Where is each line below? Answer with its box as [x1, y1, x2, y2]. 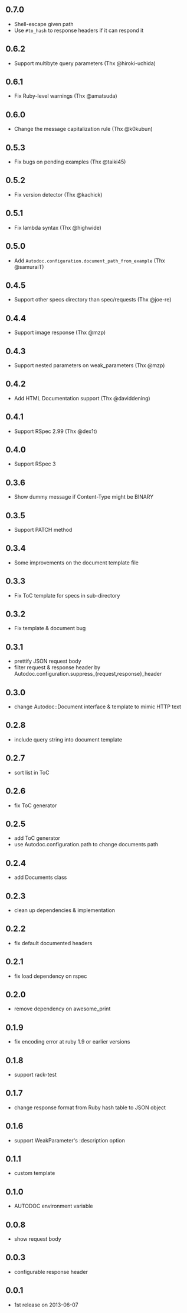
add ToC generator [14, 834, 60, 842]
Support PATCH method [14, 527, 73, 533]
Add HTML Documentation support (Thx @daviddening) [14, 394, 151, 402]
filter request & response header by [14, 664, 101, 671]
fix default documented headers [14, 939, 93, 946]
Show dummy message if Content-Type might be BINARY [14, 493, 154, 500]
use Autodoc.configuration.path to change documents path [14, 841, 159, 848]
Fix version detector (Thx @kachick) [14, 191, 103, 198]
